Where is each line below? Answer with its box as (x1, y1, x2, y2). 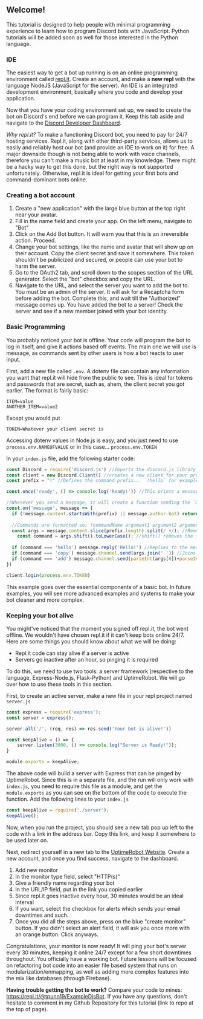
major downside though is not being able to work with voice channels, (6, 151, 181, 158)
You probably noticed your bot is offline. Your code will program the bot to (6, 336, 191, 343)
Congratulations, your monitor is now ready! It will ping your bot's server (6, 942, 187, 949)
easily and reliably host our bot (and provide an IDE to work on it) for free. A (6, 144, 195, 151)
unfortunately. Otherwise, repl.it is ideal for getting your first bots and (6, 169, 179, 177)
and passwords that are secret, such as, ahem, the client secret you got (6, 380, 185, 388)
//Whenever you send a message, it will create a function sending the (6, 500, 190, 506)
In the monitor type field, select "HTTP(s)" (14, 873, 120, 880)
